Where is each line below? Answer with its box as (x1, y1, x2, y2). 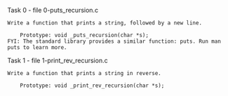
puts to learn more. (7, 44, 68, 51)
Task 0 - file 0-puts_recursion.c (7, 6, 99, 14)
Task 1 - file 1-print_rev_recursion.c (7, 56, 108, 64)
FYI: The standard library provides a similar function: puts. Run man (7, 38, 221, 45)
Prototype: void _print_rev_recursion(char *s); (20, 82, 165, 89)
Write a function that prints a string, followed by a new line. (7, 20, 202, 27)
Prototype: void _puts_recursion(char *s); (20, 32, 149, 39)
